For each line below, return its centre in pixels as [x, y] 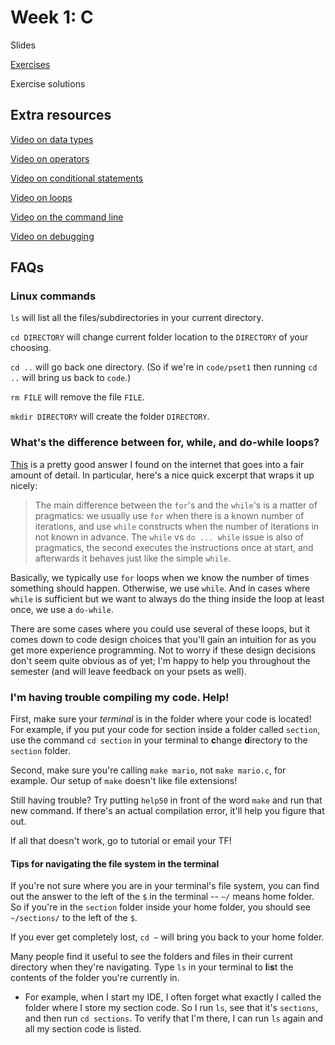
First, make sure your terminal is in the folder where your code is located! [161, 719]
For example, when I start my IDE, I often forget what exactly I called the [173, 997]
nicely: [24, 485]
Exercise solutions [48, 83]
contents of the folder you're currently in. [95, 978]
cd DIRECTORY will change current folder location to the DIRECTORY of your [159, 337]
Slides [23, 45]
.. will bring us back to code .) [71, 378]
